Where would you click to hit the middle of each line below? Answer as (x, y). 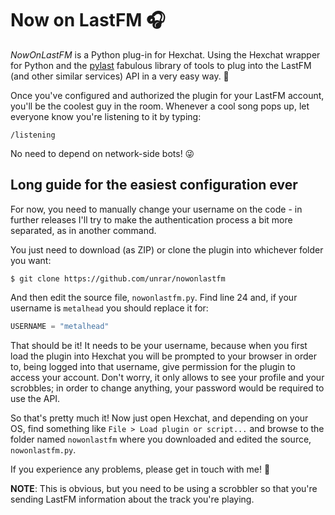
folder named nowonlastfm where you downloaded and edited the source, (161, 439)
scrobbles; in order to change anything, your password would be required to (167, 388)
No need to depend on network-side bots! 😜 (102, 153)
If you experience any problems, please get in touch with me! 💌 (140, 469)
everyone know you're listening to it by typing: (106, 116)
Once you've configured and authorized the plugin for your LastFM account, (167, 95)
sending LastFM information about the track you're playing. (132, 499)
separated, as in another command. (83, 230)
